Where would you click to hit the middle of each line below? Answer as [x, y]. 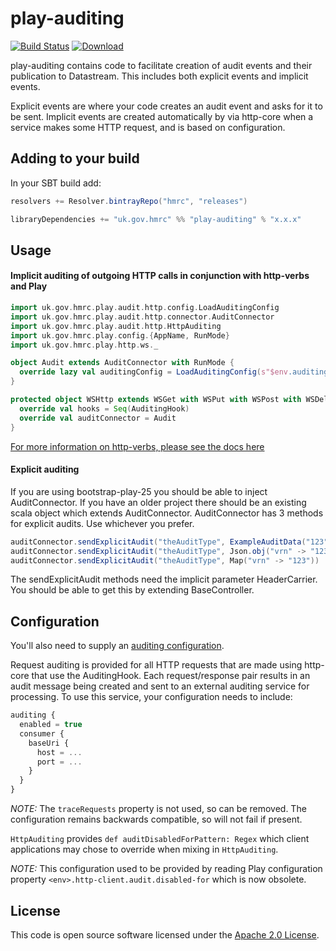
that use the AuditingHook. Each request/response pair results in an [171, 676]
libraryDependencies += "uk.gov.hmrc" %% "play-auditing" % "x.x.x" [156, 219]
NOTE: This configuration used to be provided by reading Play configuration [166, 869]
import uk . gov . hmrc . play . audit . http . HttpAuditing [116, 326]
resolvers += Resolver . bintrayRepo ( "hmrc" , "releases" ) [129, 201]
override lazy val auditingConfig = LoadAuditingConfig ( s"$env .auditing [174, 372]
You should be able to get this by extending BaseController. [132, 590]
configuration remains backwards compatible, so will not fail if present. [156, 819]
